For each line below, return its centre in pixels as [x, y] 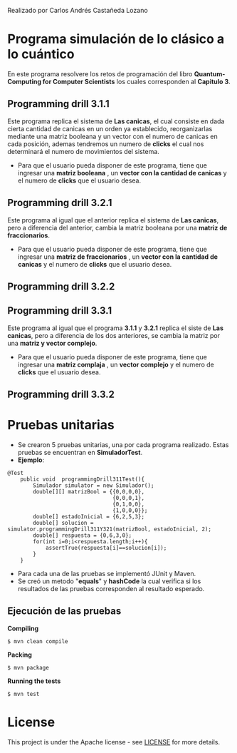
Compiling [23, 628]
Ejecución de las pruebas [64, 611]
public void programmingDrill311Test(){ [82, 480]
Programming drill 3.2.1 [60, 203]
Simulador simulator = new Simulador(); [94, 486]
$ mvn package [28, 667]
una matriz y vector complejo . [52, 343]
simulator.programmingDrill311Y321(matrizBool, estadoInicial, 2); [110, 529]
